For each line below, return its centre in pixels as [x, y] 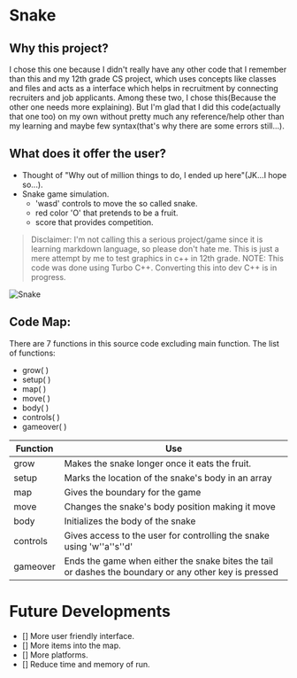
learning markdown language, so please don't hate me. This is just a [155, 248]
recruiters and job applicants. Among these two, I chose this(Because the [143, 97]
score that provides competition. [94, 222]
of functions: [32, 353]
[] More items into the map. [71, 645]
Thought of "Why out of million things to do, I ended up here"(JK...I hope [154, 175]
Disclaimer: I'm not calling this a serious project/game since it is [147, 239]
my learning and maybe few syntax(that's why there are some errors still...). [147, 126]
